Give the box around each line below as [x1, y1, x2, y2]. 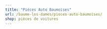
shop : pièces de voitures [5, 16, 58, 21]
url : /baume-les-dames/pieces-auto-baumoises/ [5, 12, 103, 17]
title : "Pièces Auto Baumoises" [5, 7, 71, 12]
